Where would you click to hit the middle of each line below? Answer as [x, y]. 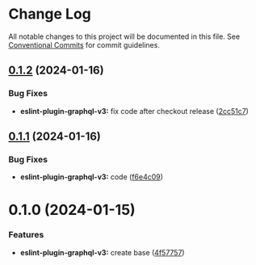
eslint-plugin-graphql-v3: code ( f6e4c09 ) [92, 177]
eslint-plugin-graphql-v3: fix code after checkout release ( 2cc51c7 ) [134, 111]
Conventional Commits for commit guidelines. [84, 44]
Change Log [50, 14]
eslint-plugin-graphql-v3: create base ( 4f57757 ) [102, 252]
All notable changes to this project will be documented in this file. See [124, 36]
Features [26, 235]
